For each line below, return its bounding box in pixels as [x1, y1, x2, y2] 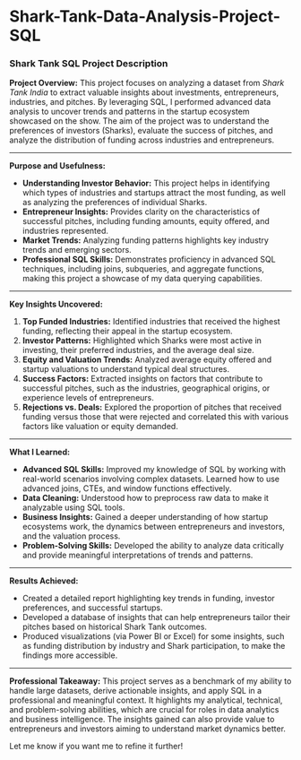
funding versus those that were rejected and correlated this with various [21, 411, 289, 422]
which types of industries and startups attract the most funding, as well [21, 187, 287, 198]
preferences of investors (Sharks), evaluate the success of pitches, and [9, 125, 273, 136]
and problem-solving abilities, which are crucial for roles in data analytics [9, 704, 279, 715]
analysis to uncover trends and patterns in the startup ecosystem [9, 106, 250, 117]
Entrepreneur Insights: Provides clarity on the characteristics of [21, 206, 261, 217]
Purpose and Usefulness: [9, 160, 106, 171]
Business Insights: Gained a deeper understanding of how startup [21, 512, 269, 522]
